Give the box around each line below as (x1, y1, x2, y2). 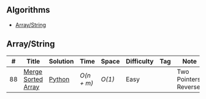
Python (48, 75, 70, 83)
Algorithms (6, 5, 50, 15)
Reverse (177, 82, 200, 91)
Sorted (23, 75, 44, 83)
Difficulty (125, 57, 154, 65)
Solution (48, 57, 74, 65)
